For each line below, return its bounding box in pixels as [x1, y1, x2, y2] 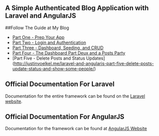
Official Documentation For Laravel [5, 80, 115, 88]
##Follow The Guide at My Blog [5, 25, 69, 31]
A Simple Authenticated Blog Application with [5, 4, 149, 12]
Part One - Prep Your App [12, 34, 65, 40]
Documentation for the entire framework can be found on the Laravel [5, 93, 146, 99]
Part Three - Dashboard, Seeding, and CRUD [12, 44, 104, 51]
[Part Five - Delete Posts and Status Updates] [12, 55, 105, 61]
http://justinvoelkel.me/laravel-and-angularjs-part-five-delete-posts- [14, 60, 154, 66]
